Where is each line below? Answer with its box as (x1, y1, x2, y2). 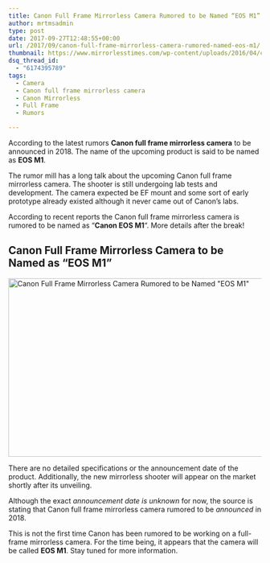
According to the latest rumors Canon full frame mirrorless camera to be (8, 138, 252, 147)
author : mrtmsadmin (8, 19, 74, 27)
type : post (8, 27, 45, 35)
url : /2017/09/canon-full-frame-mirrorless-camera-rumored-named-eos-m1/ (8, 42, 261, 50)
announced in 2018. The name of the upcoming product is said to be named (8, 146, 260, 156)
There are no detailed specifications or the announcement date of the (8, 463, 239, 473)
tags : (8, 72, 27, 80)
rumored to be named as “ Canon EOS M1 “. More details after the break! (8, 220, 245, 230)
